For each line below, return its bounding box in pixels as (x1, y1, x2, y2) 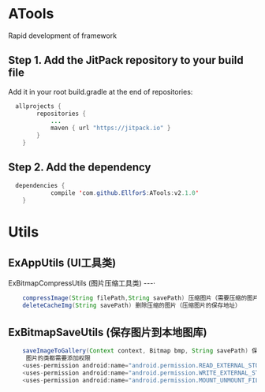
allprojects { (15, 102, 62, 110)
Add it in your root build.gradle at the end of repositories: (8, 87, 193, 96)
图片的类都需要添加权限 (25, 354, 91, 362)
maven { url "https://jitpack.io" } (50, 124, 171, 133)
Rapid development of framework (8, 31, 117, 40)
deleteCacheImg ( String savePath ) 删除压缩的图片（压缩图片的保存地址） (22, 301, 241, 310)
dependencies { (15, 181, 65, 189)
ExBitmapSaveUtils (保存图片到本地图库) (8, 325, 207, 339)
